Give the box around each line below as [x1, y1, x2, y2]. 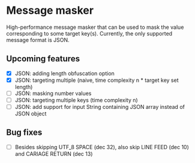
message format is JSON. [6, 36, 70, 43]
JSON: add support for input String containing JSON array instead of [14, 103, 185, 110]
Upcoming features [6, 54, 80, 64]
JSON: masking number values [14, 90, 92, 97]
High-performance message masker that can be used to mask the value [6, 23, 184, 31]
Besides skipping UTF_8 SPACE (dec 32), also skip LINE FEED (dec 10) [14, 143, 189, 150]
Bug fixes [6, 128, 43, 138]
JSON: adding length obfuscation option [14, 70, 115, 77]
